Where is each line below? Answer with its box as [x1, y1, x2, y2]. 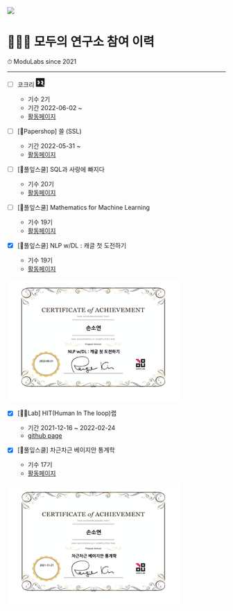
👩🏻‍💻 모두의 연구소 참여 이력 [7, 34, 155, 50]
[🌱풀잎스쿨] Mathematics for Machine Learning [17, 204, 150, 212]
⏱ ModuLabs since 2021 [7, 57, 77, 65]
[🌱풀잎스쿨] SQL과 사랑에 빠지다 [17, 166, 105, 174]
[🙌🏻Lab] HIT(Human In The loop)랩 [17, 409, 116, 418]
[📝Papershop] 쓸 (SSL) [17, 127, 82, 135]
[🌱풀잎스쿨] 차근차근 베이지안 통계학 [17, 446, 116, 454]
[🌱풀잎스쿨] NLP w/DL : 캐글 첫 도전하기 [17, 242, 127, 250]
